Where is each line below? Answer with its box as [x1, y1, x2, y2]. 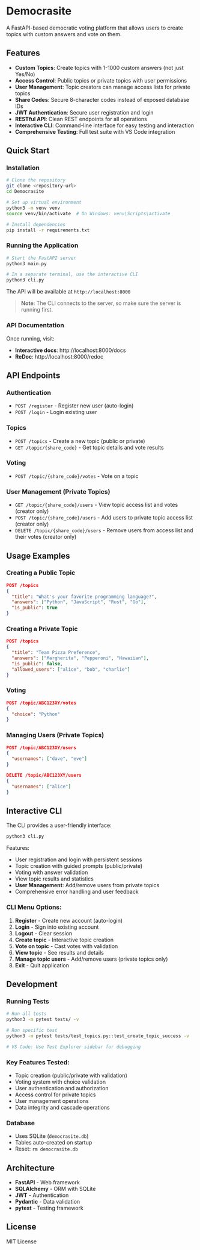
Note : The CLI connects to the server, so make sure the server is [20, 300, 181, 307]
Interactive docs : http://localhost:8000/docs [14, 347, 126, 354]
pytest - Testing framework [14, 1204, 84, 1212]
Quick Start [6, 146, 50, 156]
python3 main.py [6, 260, 47, 266]
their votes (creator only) [14, 533, 77, 541]
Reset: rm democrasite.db [14, 1145, 78, 1152]
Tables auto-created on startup [14, 1139, 92, 1146]
